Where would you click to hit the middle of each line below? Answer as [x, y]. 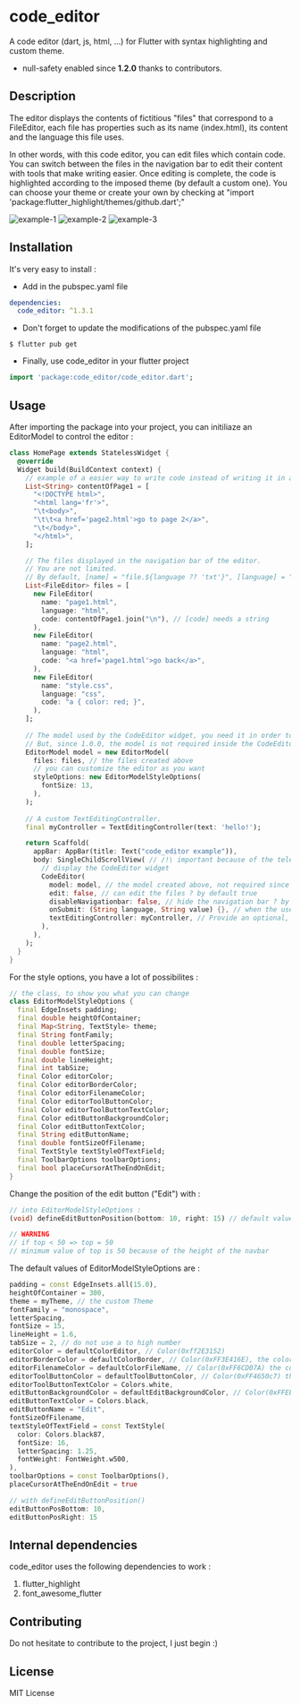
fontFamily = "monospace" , [59, 1309]
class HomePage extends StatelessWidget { [89, 453]
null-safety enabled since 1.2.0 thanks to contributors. [122, 68]
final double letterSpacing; [71, 1043]
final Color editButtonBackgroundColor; [93, 1118]
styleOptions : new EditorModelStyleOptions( [117, 777]
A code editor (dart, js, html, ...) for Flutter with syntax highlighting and [138, 41]
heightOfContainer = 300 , [57, 1293]
